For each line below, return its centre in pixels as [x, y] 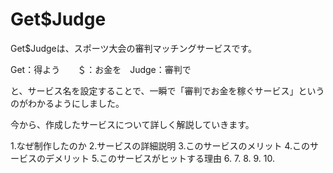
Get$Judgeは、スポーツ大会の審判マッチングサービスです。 [134, 48]
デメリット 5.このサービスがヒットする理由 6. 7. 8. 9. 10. [159, 158]
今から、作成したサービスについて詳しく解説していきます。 [132, 124]
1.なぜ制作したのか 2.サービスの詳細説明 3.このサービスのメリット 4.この [160, 145]
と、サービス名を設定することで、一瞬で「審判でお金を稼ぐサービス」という [167, 90]
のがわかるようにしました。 [67, 103]
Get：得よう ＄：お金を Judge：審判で [101, 69]
